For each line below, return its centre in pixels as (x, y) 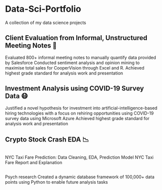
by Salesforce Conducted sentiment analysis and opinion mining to (72, 63)
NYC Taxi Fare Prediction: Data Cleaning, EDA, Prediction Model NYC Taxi (79, 157)
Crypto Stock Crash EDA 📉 (47, 139)
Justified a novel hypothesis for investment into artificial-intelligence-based (81, 108)
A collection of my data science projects (46, 23)
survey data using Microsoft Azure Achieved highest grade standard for (77, 118)
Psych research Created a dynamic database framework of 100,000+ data (80, 177)
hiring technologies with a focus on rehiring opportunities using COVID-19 (80, 113)
